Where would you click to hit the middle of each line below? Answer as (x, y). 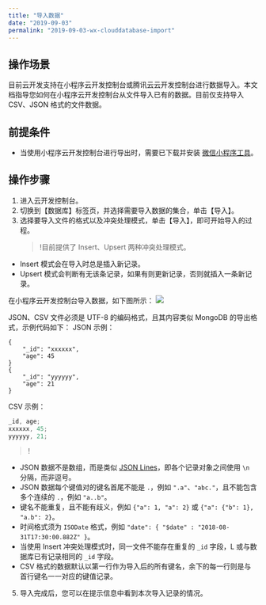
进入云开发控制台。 (51, 200)
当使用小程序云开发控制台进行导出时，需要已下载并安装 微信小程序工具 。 (139, 152)
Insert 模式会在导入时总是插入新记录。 (82, 264)
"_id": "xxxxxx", (51, 349)
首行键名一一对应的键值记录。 (68, 576)
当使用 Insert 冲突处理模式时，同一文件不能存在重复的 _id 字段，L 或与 (135, 546)
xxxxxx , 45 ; (28, 428)
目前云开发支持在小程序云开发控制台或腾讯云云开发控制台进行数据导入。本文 (133, 85)
